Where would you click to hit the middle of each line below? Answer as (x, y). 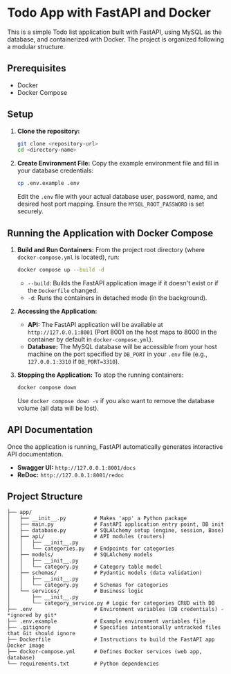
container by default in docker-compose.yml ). (90, 339)
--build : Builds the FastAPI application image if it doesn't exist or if (123, 283)
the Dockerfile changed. (63, 290)
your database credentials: (55, 170)
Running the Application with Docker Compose (110, 233)
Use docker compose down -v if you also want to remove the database (116, 400)
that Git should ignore (41, 634)
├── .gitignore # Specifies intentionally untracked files (114, 628)
